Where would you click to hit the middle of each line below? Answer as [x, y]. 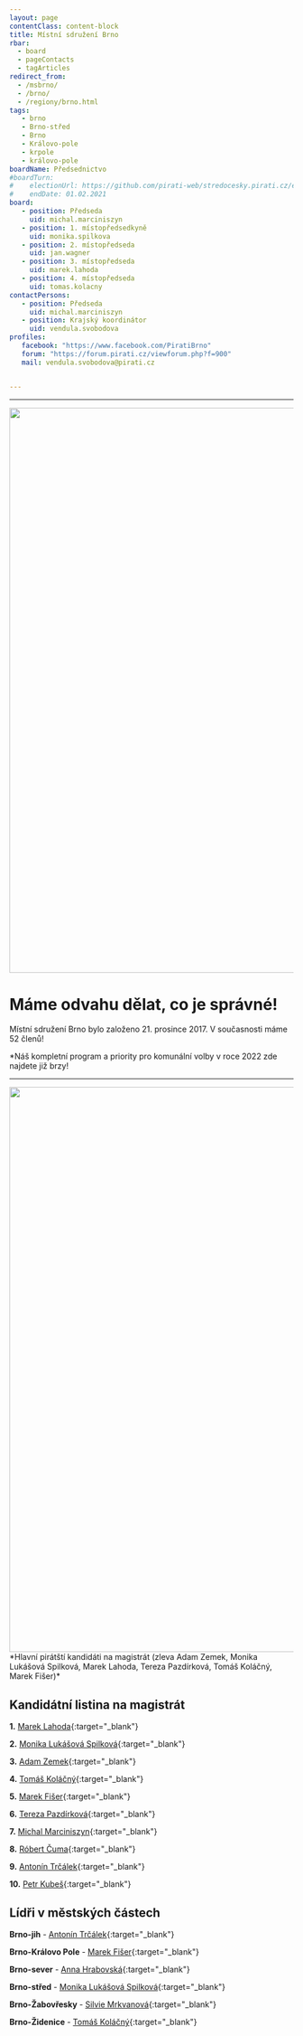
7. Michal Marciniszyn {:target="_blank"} [83, 1832]
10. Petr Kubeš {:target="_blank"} [70, 1884]
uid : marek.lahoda [64, 270]
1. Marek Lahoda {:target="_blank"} [74, 1727]
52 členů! [27, 1039]
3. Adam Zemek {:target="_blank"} [73, 1762]
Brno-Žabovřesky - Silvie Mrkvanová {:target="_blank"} [113, 2004]
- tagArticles [44, 69]
